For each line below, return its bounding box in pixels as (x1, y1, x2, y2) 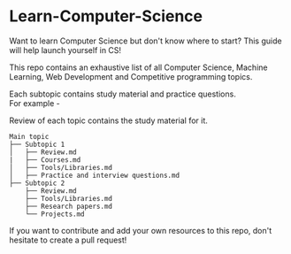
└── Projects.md (25, 210, 86, 219)
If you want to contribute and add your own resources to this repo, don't (9, 225, 272, 235)
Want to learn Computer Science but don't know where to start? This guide (9, 35, 282, 46)
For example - (9, 97, 60, 108)
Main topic (9, 132, 50, 141)
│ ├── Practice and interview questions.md (9, 171, 180, 180)
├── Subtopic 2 (9, 179, 65, 188)
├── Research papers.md (25, 202, 113, 211)
